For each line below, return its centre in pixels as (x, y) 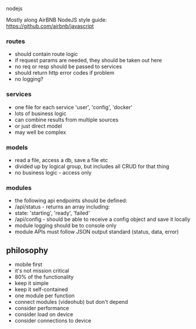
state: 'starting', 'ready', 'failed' (52, 213)
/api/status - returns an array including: (62, 207)
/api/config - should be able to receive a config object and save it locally (102, 219)
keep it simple (31, 283)
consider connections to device (53, 320)
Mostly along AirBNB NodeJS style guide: (57, 20)
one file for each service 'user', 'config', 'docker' (73, 107)
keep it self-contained (41, 289)
